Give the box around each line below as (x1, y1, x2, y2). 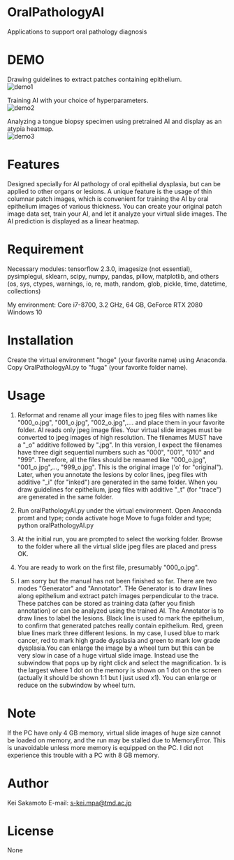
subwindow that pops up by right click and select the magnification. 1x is (17, 658, 227, 667)
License (7, 823, 54, 839)
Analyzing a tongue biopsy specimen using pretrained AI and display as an (7, 117, 222, 125)
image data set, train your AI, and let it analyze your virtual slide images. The (7, 209, 228, 218)
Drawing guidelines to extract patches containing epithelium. (7, 75, 182, 83)
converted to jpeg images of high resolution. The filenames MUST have (17, 433, 223, 441)
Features (7, 157, 60, 172)
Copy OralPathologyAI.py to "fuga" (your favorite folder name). (7, 363, 189, 371)
